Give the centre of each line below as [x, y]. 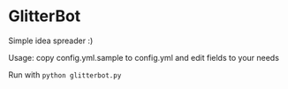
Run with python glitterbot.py [65, 74]
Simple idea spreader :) [51, 41]
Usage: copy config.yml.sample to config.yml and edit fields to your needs [144, 57]
